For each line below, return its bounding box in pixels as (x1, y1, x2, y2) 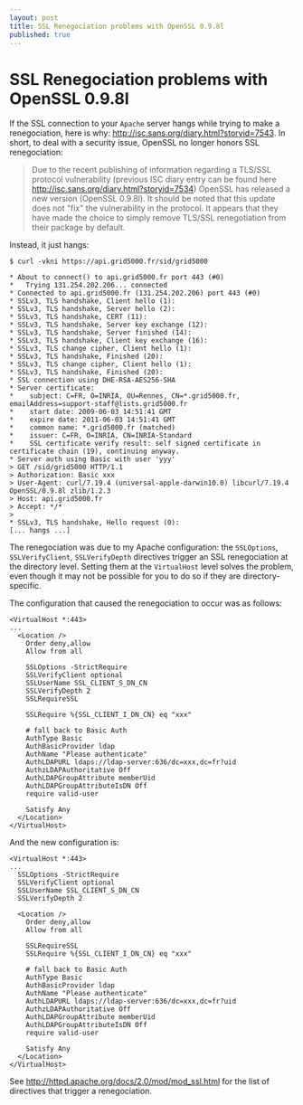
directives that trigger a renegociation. (9, 1086, 152, 1097)
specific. (9, 581, 43, 591)
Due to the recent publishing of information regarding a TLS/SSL (31, 165, 271, 175)
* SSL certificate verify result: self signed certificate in (9, 439, 260, 449)
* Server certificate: (9, 383, 95, 393)
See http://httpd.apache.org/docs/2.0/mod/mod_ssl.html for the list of (9, 1076, 270, 1087)
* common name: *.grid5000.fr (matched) (9, 423, 176, 432)
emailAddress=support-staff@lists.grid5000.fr (9, 400, 188, 409)
